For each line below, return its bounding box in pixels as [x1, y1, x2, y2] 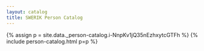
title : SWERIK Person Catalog [6, 15, 83, 21]
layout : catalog [6, 8, 47, 15]
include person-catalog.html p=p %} [6, 38, 98, 45]
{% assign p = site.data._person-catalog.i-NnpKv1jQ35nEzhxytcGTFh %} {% [6, 31, 199, 38]
